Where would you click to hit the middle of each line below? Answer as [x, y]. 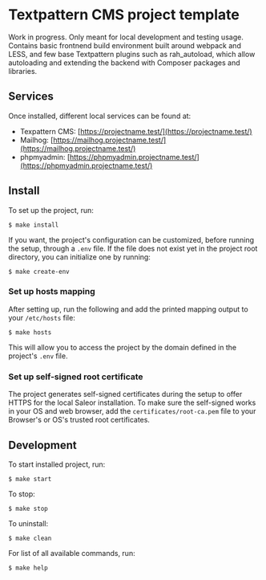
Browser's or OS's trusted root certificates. [79, 420]
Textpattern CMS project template [124, 15]
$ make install [34, 225]
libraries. [23, 71]
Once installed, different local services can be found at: [100, 116]
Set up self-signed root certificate [76, 377]
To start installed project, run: [57, 464]
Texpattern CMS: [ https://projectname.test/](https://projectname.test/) [136, 131]
